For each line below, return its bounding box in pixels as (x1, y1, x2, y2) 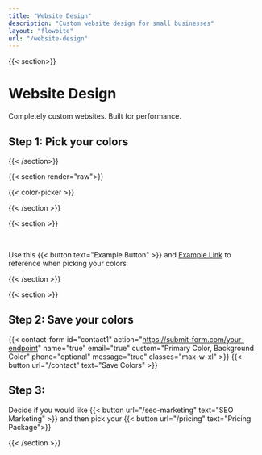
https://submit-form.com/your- (142, 334, 244, 344)
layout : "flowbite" (8, 27, 74, 35)
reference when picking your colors (8, 259, 127, 268)
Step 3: (8, 384, 46, 398)
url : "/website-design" (8, 34, 89, 43)
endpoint (8, 343, 39, 353)
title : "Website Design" (8, 11, 92, 20)
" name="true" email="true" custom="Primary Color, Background (37, 343, 254, 353)
